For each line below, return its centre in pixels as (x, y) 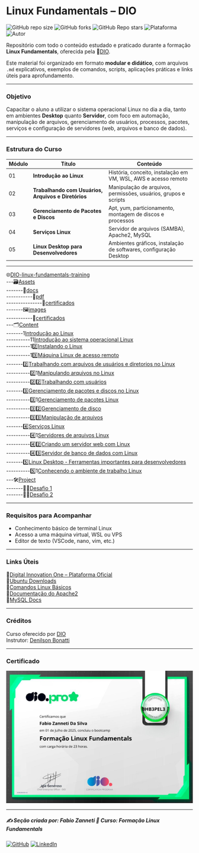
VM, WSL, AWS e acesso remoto (148, 179)
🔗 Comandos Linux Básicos (39, 587)
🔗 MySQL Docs (24, 600)
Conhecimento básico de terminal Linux (63, 529)
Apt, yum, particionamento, (142, 208)
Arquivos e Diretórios (60, 196)
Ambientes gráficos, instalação (146, 243)
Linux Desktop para (57, 246)
